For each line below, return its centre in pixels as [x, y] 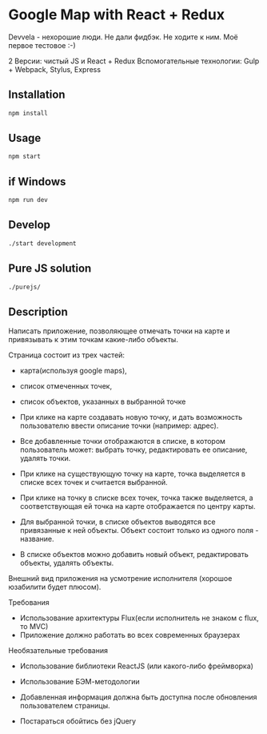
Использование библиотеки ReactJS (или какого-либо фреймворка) [137, 666]
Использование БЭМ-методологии [80, 682]
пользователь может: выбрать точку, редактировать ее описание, [133, 450]
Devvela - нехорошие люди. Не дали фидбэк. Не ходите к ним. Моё [123, 37]
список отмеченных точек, [66, 386]
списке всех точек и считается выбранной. [94, 482]
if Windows [37, 181]
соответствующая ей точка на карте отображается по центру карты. [137, 506]
